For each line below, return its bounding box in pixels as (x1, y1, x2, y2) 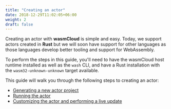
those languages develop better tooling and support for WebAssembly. (5, 47, 155, 53)
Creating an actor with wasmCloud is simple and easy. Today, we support (5, 36, 162, 42)
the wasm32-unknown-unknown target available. (5, 68, 99, 74)
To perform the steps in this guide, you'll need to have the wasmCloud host (5, 57, 164, 63)
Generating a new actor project (12, 88, 79, 94)
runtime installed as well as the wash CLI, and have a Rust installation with (5, 62, 160, 68)
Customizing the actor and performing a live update (12, 98, 122, 104)
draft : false (5, 21, 33, 27)
